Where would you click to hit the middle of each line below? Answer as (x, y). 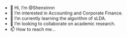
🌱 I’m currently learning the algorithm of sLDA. (58, 18)
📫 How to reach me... (33, 29)
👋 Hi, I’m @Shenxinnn (33, 8)
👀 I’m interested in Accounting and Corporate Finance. (66, 13)
